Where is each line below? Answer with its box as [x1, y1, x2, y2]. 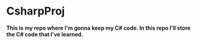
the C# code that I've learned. [6, 30, 84, 38]
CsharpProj [6, 4, 65, 18]
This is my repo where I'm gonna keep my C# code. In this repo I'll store [6, 24, 191, 31]
